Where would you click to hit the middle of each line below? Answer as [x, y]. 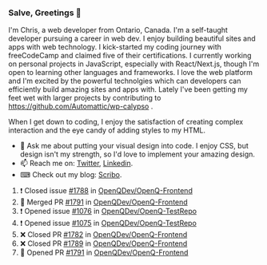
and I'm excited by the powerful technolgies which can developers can [125, 81]
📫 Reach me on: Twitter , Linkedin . [76, 164]
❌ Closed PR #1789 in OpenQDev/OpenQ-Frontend [104, 243]
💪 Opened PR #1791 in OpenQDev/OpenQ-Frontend [104, 253]
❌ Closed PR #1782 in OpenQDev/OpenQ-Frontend [104, 235]
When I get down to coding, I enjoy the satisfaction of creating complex [126, 122]
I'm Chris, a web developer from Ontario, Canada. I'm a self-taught [118, 30]
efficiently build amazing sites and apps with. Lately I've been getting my [128, 89]
